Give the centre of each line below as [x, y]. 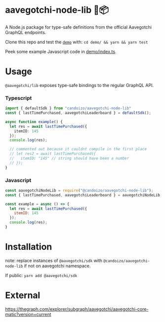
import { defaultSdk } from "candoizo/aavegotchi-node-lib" [68, 108]
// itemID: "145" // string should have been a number [69, 159]
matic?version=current [28, 314]
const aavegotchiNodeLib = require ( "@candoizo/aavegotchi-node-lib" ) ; [79, 190]
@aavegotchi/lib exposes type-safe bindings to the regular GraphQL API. [80, 85]
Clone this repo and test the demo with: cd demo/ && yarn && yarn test [77, 42]
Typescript [19, 98]
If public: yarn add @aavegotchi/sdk [41, 275]
